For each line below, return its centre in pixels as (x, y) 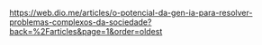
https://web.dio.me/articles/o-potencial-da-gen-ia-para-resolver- (131, 13)
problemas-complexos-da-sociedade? (81, 22)
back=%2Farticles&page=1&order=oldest (86, 31)
